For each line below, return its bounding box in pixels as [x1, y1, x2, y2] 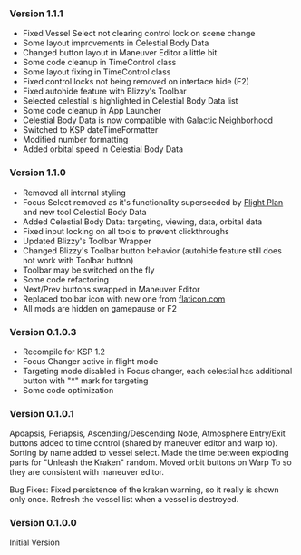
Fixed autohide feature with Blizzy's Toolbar [22, 85, 188, 97]
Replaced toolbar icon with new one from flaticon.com [22, 293, 226, 304]
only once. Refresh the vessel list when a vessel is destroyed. [9, 494, 239, 505]
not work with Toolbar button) [22, 254, 134, 265]
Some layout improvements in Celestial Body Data [22, 37, 209, 48]
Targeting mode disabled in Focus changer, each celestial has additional [22, 365, 293, 376]
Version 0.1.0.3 [9, 325, 77, 338]
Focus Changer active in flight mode [22, 355, 159, 366]
